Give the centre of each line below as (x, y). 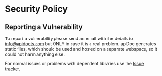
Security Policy (36, 9)
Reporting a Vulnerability (44, 27)
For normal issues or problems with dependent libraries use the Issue (74, 64)
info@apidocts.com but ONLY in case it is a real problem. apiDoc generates (81, 44)
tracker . (13, 69)
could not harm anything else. (35, 54)
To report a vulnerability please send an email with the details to (69, 38)
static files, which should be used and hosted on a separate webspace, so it (81, 49)
